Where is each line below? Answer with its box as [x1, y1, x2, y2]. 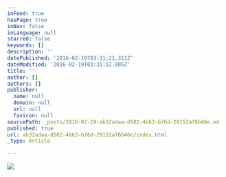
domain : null [13, 99, 51, 106]
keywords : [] [7, 42, 45, 49]
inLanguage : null [7, 29, 57, 36]
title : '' [7, 67, 36, 74]
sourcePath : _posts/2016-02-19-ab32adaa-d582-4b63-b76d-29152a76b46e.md [7, 118, 220, 126]
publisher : [7, 86, 38, 93]
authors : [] [7, 80, 41, 87]
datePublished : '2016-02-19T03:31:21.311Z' [7, 55, 134, 62]
